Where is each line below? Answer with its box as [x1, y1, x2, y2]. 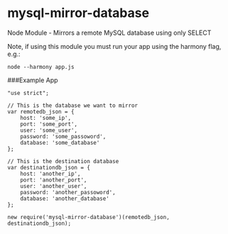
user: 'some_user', [20, 126, 78, 134]
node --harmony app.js [7, 63, 75, 70]
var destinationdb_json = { [7, 164, 91, 171]
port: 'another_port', [20, 176, 87, 184]
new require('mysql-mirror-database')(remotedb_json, [7, 213, 170, 221]
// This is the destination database [7, 157, 119, 165]
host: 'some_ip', [20, 114, 72, 121]
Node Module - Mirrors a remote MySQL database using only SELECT [7, 28, 212, 37]
